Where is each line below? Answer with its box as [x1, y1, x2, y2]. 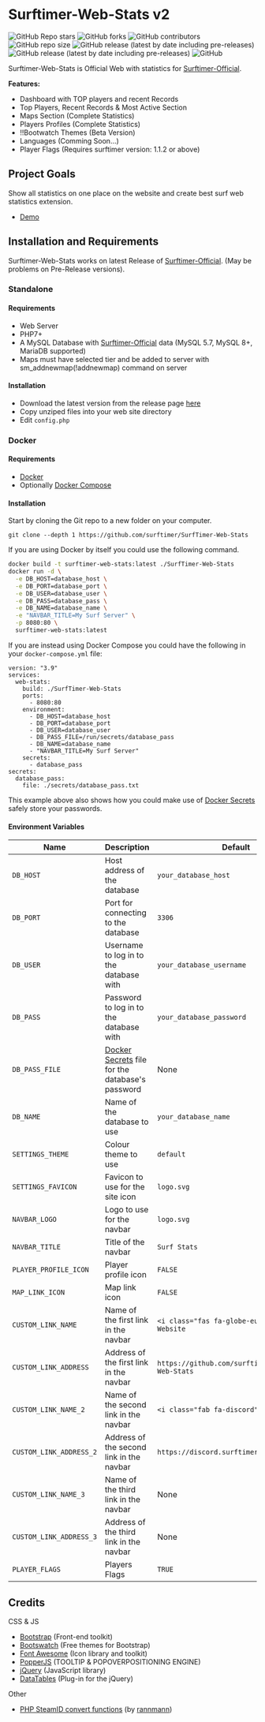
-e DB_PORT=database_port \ [15, 582, 108, 590]
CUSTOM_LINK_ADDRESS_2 [12, 1447, 97, 1457]
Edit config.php [19, 415, 70, 424]
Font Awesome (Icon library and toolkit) [19, 1649, 148, 1658]
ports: [22, 692, 44, 700]
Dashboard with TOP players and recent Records [19, 94, 179, 103]
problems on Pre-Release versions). [8, 264, 125, 274]
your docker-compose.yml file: [8, 648, 103, 658]
